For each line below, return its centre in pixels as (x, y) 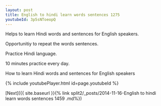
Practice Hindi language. (31, 54)
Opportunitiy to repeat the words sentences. (52, 44)
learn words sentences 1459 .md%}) (44, 99)
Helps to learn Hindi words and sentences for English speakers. (72, 34)
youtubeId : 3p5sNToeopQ (31, 19)
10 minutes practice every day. (38, 64)
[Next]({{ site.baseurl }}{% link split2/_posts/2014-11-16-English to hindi (81, 93)
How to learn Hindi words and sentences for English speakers (70, 73)
